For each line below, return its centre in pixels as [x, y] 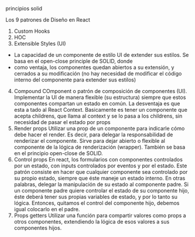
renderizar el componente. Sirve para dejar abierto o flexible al [89, 141]
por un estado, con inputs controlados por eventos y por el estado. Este [100, 166]
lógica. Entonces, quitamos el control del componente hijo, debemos [97, 203]
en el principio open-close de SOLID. [58, 153]
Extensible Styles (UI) [40, 44]
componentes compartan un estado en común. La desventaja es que [97, 104]
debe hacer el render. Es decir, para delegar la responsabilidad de [93, 135]
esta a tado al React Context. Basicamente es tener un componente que [101, 110]
